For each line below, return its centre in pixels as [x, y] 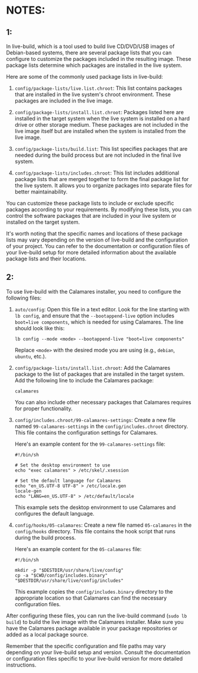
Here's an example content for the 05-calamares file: [78, 549]
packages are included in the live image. [64, 101]
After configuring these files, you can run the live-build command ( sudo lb [97, 616]
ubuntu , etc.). [30, 356]
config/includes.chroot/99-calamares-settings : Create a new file [95, 420]
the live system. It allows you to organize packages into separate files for [103, 185]
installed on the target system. [43, 222]
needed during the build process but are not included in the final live [98, 155]
